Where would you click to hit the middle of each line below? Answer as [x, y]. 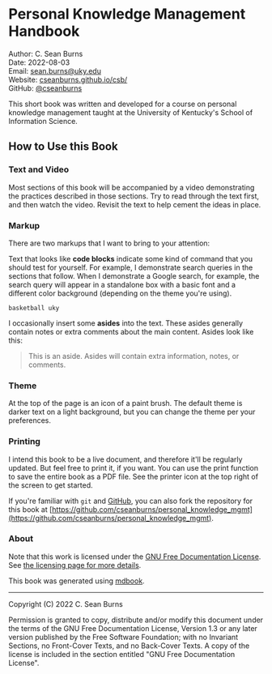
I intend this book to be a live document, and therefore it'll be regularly [125, 459]
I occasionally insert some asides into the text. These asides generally [125, 323]
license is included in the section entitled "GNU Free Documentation [122, 654]
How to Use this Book [64, 147]
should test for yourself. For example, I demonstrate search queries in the [131, 267]
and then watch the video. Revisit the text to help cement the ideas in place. [135, 204]
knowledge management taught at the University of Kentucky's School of [131, 112]
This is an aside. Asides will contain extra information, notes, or [134, 356]
